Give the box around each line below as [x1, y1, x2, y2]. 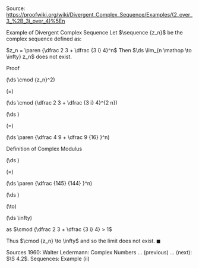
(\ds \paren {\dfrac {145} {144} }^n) [6, 180, 93, 187]
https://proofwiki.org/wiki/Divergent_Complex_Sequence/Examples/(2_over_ [6, 11, 193, 18]
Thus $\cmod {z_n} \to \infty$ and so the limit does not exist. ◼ [6, 237, 161, 245]
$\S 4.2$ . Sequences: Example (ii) [6, 255, 90, 263]
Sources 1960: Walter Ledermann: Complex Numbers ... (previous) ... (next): [6, 249, 192, 256]
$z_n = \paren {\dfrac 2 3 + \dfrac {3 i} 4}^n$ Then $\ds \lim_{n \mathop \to [6, 47, 192, 54]
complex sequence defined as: [6, 35, 82, 43]
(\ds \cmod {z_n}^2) [6, 76, 55, 83]
